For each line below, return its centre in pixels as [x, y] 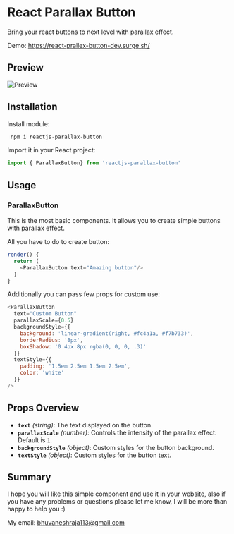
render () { [23, 255]
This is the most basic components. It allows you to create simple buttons [114, 220]
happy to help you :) [36, 509]
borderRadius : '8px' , [51, 340]
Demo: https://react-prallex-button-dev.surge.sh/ [79, 45]
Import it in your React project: [51, 150]
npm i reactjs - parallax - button [56, 137]
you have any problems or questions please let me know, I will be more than [117, 502]
